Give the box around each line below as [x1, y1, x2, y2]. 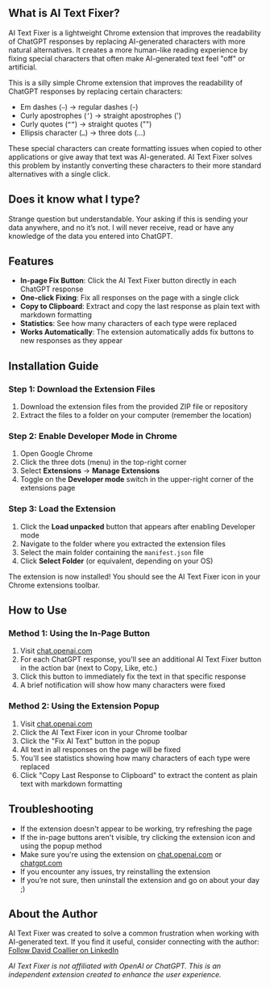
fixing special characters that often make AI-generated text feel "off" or [8, 53, 246, 63]
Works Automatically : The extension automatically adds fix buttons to [19, 327, 254, 337]
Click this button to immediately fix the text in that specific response [19, 671, 247, 681]
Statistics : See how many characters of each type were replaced [19, 319, 238, 328]
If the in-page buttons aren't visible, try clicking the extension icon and [19, 832, 255, 842]
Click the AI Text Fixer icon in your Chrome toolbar [19, 727, 188, 737]
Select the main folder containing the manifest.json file [19, 547, 204, 557]
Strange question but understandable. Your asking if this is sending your [8, 214, 248, 224]
